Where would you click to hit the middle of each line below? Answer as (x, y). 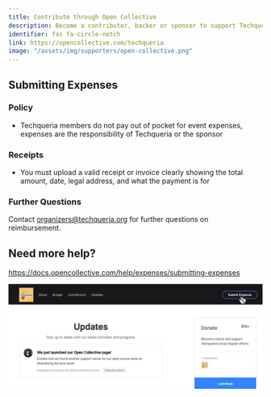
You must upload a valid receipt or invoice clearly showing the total (131, 173)
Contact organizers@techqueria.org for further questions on (108, 219)
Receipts (26, 155)
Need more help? (52, 253)
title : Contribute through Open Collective (83, 17)
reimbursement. (35, 228)
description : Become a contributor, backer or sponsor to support (122, 25)
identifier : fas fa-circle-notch (65, 34)
